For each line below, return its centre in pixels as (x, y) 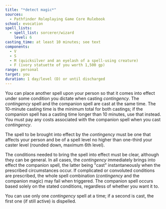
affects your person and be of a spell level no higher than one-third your (79, 139)
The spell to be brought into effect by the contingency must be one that (78, 134)
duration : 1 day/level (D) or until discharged (55, 79)
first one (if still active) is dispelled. (41, 201)
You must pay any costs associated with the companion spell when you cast (83, 119)
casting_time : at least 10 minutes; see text (53, 42)
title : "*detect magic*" (31, 10)
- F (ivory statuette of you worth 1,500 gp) (57, 65)
